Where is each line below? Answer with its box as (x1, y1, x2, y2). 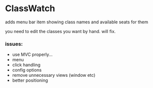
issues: (5, 40, 23, 47)
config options (12, 67, 42, 73)
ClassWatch (5, 3, 55, 14)
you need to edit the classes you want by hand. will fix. (5, 28, 116, 34)
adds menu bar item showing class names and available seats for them (5, 19, 149, 25)
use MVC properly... (12, 52, 53, 57)
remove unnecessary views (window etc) (12, 72, 96, 78)
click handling (12, 62, 41, 68)
